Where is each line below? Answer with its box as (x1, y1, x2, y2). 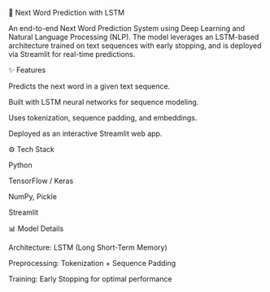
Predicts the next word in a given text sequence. (8, 81, 171, 91)
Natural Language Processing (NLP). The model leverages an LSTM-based (8, 33, 259, 41)
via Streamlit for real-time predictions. (8, 50, 136, 59)
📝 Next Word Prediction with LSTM (8, 8, 124, 17)
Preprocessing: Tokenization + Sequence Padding (8, 259, 176, 268)
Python (8, 160, 33, 170)
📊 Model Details (8, 224, 64, 233)
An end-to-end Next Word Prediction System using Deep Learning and (8, 24, 246, 33)
